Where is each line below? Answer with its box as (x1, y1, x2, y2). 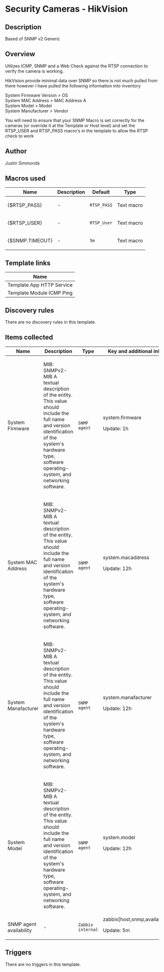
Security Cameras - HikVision (5, 3, 128, 15)
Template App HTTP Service (7, 282, 73, 288)
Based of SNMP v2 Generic (5, 36, 60, 42)
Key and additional (107, 348, 153, 354)
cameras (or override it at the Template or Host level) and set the (5, 122, 135, 128)
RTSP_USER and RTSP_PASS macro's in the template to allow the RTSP (5, 128, 148, 133)
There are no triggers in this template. (5, 961, 82, 967)
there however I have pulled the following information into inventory (5, 83, 141, 88)
